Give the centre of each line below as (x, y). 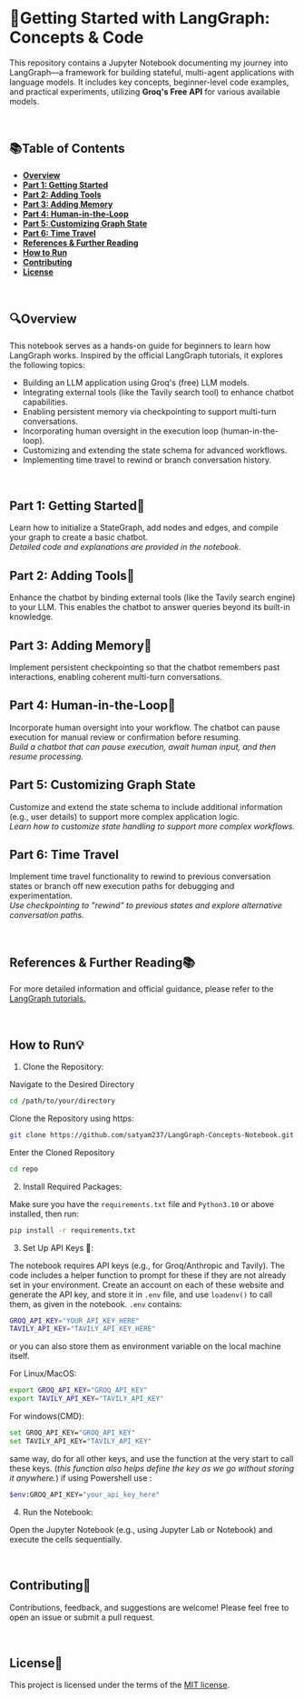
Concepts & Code (77, 38)
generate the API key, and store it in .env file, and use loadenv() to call (141, 1294)
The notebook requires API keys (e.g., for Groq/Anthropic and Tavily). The (147, 1265)
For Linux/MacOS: (43, 1374)
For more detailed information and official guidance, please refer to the (142, 989)
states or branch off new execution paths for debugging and (122, 886)
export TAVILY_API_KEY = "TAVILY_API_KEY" (87, 1399)
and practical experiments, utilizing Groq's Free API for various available (145, 91)
